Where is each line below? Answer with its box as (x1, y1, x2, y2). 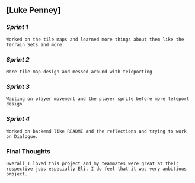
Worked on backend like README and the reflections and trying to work (6, 128, 187, 134)
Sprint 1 (6, 23, 28, 31)
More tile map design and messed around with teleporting (6, 69, 152, 75)
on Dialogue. (6, 133, 39, 139)
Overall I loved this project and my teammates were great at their (6, 160, 179, 166)
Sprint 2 (6, 55, 30, 63)
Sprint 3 (6, 82, 30, 91)
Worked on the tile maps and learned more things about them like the (6, 36, 184, 43)
